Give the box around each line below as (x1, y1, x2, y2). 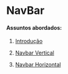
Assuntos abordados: (6, 24, 62, 31)
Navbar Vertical (15, 49, 55, 56)
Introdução (15, 38, 43, 45)
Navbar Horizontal (15, 61, 61, 69)
